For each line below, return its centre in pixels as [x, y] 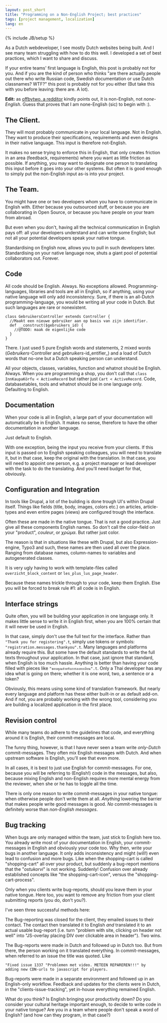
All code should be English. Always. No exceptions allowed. [66, 286]
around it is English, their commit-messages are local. [60, 738]
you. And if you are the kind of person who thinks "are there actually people [83, 74]
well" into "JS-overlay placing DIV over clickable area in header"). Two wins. [83, 935]
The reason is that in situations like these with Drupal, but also [69, 542]
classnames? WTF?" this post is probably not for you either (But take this [80, 84]
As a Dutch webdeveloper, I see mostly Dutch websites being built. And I [80, 48]
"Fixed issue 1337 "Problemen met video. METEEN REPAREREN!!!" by [76, 965]
